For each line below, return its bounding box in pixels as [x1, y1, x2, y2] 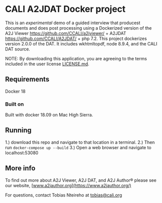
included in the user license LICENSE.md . [5, 61, 90, 67]
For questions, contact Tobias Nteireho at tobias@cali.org [5, 192, 122, 198]
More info [5, 164, 36, 172]
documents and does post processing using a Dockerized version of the [5, 25, 152, 31]
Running [5, 126, 32, 134]
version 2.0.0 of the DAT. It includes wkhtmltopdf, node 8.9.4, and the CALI [5, 41, 158, 46]
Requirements [5, 75, 49, 83]
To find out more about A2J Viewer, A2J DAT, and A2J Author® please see [5, 177, 157, 183]
